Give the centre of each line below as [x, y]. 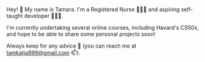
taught [15, 16]
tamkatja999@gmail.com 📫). [44, 53]
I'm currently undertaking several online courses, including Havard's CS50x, [103, 28]
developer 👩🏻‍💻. [44, 16]
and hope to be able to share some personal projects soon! [81, 34]
